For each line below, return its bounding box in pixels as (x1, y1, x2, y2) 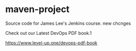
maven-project (5, 4, 70, 15)
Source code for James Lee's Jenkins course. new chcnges (5, 20, 131, 26)
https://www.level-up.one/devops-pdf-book (5, 39, 98, 46)
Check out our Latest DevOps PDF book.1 (5, 30, 92, 36)
